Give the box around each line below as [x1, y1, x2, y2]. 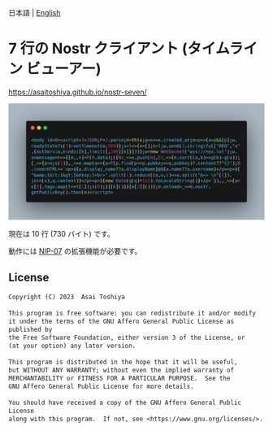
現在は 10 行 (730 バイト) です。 [8, 229, 115, 239]
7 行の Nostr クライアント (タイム [8, 40, 230, 58]
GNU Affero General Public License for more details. [8, 382, 195, 391]
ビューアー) [25, 60, 102, 78]
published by [8, 325, 53, 334]
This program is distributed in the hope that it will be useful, [8, 358, 238, 367]
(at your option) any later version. [8, 342, 136, 350]
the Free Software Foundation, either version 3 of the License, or [8, 333, 245, 342]
